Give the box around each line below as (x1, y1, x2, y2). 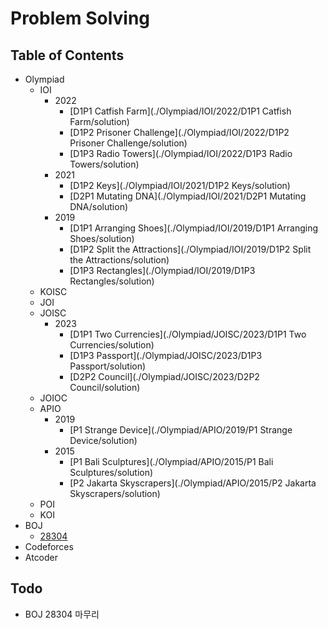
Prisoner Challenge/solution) (69, 137, 188, 149)
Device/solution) (69, 435, 138, 446)
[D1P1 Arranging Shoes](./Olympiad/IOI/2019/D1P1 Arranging (69, 222, 319, 234)
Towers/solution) (69, 158, 140, 170)
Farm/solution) (69, 116, 130, 127)
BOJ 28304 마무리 (24, 608, 100, 620)
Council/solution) (69, 382, 141, 393)
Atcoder (24, 552, 59, 563)
